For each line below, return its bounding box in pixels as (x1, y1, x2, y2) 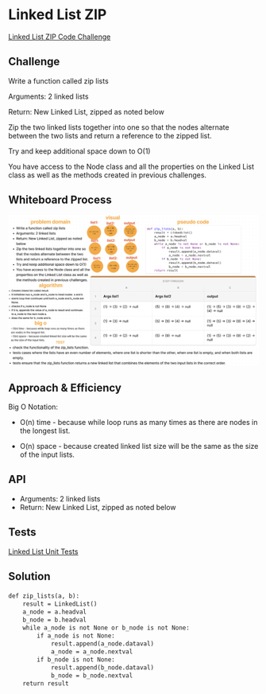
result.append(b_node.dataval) (50, 663, 155, 672)
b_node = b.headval (22, 615, 87, 624)
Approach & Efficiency (8, 380, 121, 395)
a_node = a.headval (22, 607, 87, 616)
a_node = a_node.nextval (50, 647, 133, 656)
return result (22, 679, 69, 688)
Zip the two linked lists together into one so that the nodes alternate (8, 122, 229, 132)
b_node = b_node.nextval (50, 671, 133, 680)
